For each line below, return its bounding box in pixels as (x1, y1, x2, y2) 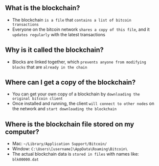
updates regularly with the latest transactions (12, 31, 106, 37)
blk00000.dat (12, 157, 39, 162)
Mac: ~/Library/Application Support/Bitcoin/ (12, 141, 107, 146)
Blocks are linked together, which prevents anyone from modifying (12, 59, 146, 65)
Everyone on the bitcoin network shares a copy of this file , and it (12, 26, 150, 32)
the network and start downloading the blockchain (12, 106, 117, 112)
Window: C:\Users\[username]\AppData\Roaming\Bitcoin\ (12, 146, 128, 152)
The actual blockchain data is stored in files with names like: (12, 151, 139, 157)
